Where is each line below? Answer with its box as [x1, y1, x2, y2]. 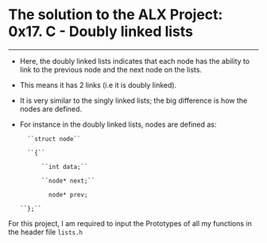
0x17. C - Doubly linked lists [8, 22, 193, 41]
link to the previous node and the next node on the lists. [19, 65, 203, 74]
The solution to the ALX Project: [8, 6, 223, 24]
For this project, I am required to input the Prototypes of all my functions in [8, 218, 252, 228]
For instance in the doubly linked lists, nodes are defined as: [19, 120, 217, 129]
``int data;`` [41, 163, 88, 170]
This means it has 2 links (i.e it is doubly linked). [19, 80, 177, 89]
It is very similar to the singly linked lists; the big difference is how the [19, 96, 248, 105]
